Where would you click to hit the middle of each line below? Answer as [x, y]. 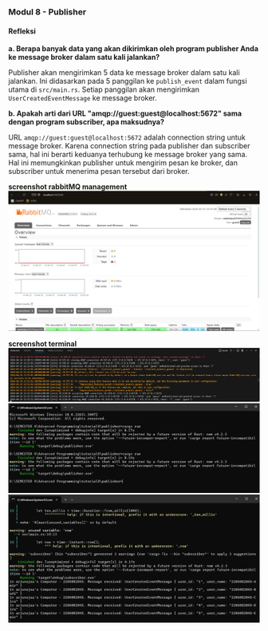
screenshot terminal [43, 344]
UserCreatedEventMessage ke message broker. [83, 98]
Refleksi [22, 31]
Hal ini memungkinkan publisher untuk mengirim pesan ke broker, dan [123, 163]
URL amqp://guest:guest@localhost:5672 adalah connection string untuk [127, 137]
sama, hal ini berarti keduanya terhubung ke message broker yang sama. [128, 155]
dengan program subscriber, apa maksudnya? [87, 122]
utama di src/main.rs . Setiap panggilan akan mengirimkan [104, 89]
